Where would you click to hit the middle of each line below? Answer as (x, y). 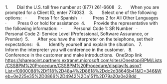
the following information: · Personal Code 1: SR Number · (72, 28)
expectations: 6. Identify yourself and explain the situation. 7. (74, 44)
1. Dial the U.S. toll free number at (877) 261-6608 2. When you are (82, 7)
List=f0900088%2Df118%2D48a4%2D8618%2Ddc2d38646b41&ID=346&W (83, 71)
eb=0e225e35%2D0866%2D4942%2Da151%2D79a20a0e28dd (71, 76)
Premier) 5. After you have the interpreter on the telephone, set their (79, 39)
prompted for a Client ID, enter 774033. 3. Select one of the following (81, 12)
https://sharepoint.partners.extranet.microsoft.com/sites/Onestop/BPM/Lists (83, 60)
